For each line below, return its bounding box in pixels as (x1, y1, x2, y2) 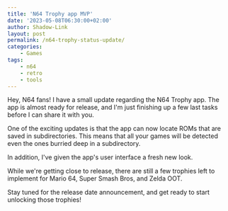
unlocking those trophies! (7, 195, 81, 204)
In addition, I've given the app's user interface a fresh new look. (7, 153, 193, 161)
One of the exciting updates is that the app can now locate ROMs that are (7, 125, 222, 133)
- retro (20, 69, 42, 76)
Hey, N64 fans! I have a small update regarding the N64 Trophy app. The (7, 96, 220, 104)
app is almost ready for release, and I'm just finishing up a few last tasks (7, 103, 218, 112)
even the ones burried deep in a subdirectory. (7, 139, 141, 148)
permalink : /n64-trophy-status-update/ (7, 37, 125, 44)
